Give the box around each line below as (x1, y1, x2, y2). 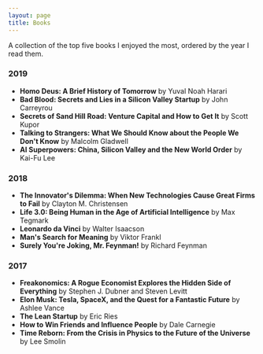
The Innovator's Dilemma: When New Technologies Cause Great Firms (19, 190, 256, 201)
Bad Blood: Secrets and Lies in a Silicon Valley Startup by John (19, 94, 228, 104)
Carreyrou (19, 103, 53, 112)
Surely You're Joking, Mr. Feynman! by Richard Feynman (19, 241, 207, 250)
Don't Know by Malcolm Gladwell (19, 136, 128, 146)
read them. (8, 49, 44, 58)
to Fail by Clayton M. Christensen (19, 199, 128, 208)
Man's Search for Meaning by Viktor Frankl (19, 233, 161, 242)
